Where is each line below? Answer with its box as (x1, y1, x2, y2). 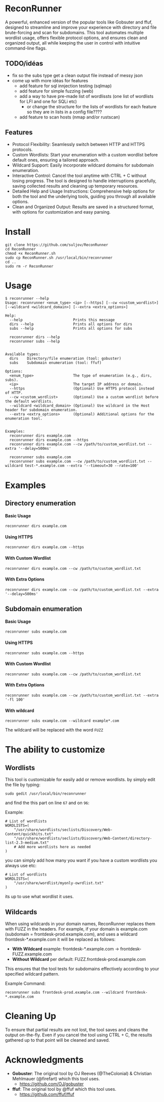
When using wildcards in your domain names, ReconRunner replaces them (5, 921, 156, 927)
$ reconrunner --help (5, 296, 49, 301)
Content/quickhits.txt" (5, 832, 54, 837)
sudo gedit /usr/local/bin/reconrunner (5, 791, 87, 796)
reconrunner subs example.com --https (5, 650, 84, 656)
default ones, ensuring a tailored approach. (12, 157, 99, 163)
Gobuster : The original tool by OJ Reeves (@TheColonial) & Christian (12, 1070, 152, 1076)
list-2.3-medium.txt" (5, 840, 49, 845)
